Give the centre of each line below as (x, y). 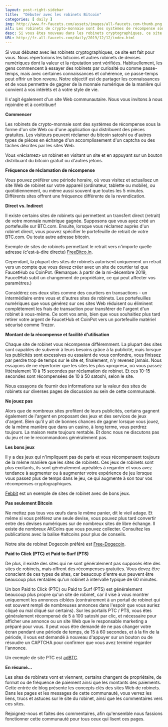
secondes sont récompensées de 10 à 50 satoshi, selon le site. (70, 376)
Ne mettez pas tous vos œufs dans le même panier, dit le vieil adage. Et (79, 512)
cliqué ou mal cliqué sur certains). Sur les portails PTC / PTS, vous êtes (78, 610)
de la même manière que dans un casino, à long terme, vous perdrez (76, 427)
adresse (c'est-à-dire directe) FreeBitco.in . (49, 252)
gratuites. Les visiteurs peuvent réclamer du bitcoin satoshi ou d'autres (78, 135)
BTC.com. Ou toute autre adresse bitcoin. (48, 237)
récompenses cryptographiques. (39, 483)
